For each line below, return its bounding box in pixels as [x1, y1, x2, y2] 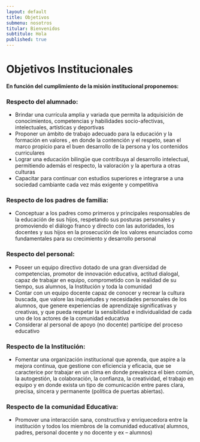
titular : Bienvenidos [6, 25, 60, 32]
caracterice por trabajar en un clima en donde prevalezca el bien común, [14, 368, 195, 376]
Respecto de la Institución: [6, 342, 86, 350]
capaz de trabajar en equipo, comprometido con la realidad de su [14, 276, 177, 283]
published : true [6, 37, 47, 43]
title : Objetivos [6, 14, 50, 20]
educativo [14, 327, 40, 334]
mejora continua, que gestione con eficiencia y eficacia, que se [14, 362, 172, 369]
